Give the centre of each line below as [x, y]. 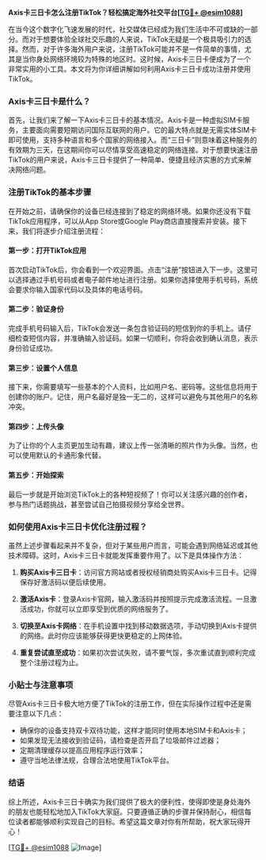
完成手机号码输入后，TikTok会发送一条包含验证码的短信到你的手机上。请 [127, 328]
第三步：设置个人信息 [43, 367]
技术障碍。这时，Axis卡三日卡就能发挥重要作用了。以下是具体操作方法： [126, 555]
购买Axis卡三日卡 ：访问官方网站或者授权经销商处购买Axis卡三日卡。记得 [138, 572]
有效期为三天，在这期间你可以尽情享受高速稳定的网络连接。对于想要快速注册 [133, 150]
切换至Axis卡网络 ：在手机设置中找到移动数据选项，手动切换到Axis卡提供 [138, 625]
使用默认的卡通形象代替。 [63, 455]
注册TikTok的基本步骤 [50, 192]
